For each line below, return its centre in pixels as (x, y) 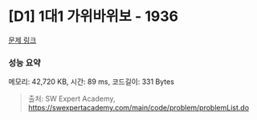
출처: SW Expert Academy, (71, 99)
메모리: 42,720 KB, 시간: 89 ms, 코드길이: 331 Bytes (92, 82)
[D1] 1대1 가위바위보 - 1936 (94, 16)
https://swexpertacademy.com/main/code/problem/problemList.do (139, 108)
